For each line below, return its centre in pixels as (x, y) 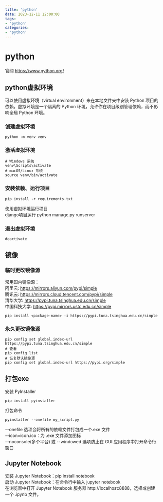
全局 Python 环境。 (28, 113)
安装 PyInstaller (20, 391)
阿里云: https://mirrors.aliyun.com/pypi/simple (51, 288)
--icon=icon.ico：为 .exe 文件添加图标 (43, 435)
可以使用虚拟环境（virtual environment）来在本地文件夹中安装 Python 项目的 (82, 100)
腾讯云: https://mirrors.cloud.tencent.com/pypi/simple (59, 294)
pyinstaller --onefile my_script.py (42, 420)
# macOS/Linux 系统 (24, 171)
